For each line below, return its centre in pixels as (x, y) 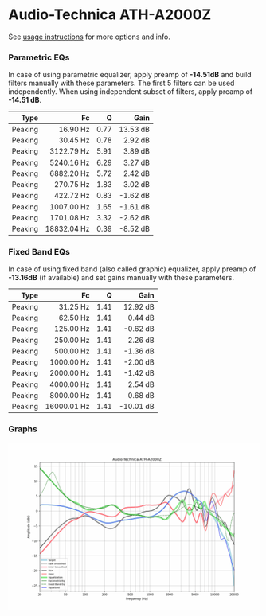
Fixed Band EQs (39, 251)
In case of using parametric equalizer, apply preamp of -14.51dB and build (130, 75)
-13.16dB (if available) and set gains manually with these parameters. (121, 278)
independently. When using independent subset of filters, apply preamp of (131, 92)
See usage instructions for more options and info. (90, 37)
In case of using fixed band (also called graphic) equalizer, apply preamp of (132, 269)
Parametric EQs (39, 57)
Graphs (23, 429)
